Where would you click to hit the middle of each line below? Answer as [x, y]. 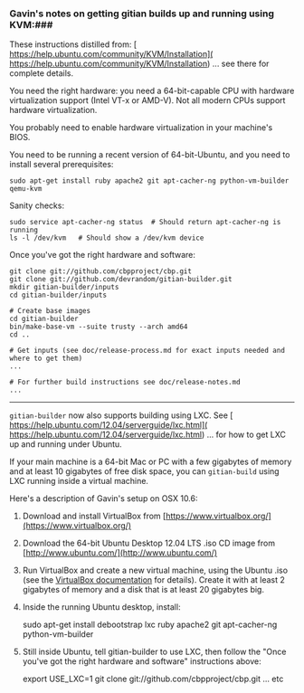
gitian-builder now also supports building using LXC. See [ [121, 415]
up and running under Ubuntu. [66, 444]
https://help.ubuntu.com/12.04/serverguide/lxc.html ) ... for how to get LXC [148, 435]
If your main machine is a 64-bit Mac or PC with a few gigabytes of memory [151, 462]
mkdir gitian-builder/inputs [64, 288]
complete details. [42, 73]
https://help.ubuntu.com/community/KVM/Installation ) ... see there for [139, 64]
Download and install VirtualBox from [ [94, 516]
